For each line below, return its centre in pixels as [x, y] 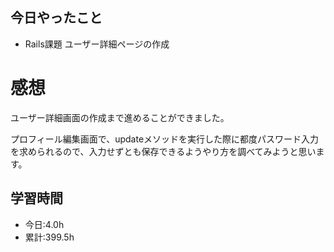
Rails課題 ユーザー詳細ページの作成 [97, 44]
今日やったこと [56, 18]
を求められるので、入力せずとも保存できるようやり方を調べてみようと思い [163, 151]
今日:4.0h [44, 224]
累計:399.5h [49, 237]
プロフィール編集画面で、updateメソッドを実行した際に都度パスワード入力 [165, 139]
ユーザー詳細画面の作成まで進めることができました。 [120, 117]
